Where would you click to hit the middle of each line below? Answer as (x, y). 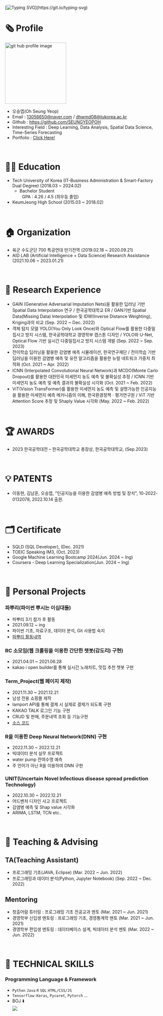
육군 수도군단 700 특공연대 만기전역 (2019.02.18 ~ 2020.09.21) (72, 250)
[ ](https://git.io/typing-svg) (46, 8)
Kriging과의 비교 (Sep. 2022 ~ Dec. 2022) (53, 322)
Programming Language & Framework (51, 979)
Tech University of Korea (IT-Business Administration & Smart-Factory (82, 180)
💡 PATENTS (29, 479)
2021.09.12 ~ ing (29, 625)
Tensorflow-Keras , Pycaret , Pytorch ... (50, 995)
